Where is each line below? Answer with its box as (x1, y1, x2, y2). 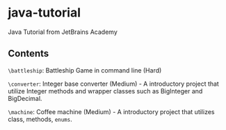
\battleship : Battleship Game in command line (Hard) (8, 66, 162, 74)
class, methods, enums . (8, 115, 72, 123)
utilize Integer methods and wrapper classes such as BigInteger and (8, 86, 203, 95)
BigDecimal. (8, 94, 42, 102)
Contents (8, 48, 49, 59)
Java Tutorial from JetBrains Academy (8, 28, 118, 36)
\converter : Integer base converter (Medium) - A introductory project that (8, 80, 220, 88)
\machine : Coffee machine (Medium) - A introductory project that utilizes (8, 107, 215, 115)
